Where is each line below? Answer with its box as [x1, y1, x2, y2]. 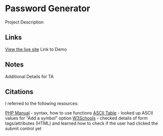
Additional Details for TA [5, 73, 54, 79]
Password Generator [5, 3, 90, 14]
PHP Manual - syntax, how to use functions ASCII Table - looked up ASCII [5, 110, 153, 116]
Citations [5, 88, 34, 96]
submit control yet [5, 126, 41, 132]
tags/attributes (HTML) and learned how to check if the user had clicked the [5, 120, 158, 126]
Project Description [5, 19, 44, 25]
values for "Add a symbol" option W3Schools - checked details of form [5, 115, 148, 121]
